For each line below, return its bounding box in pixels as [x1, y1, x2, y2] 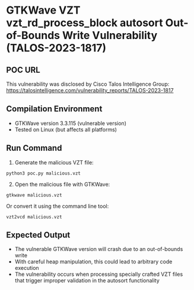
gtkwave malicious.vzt [6, 192, 62, 198]
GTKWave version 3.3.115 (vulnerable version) [14, 120, 126, 127]
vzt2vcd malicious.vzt [6, 214, 62, 220]
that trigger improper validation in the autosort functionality [14, 277, 160, 284]
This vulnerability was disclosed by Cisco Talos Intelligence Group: [6, 80, 170, 88]
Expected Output [6, 230, 71, 240]
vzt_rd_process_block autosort [6, 16, 163, 30]
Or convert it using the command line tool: [6, 202, 109, 210]
